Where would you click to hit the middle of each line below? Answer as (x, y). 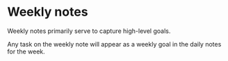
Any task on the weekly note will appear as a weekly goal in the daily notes (114, 44)
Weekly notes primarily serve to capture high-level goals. (89, 31)
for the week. (26, 51)
